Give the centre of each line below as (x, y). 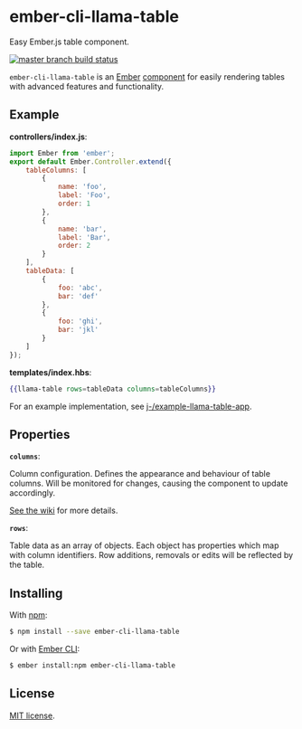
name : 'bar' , (82, 229)
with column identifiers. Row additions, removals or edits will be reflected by (151, 555)
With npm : (28, 615)
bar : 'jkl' (78, 330)
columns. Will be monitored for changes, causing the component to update (149, 483)
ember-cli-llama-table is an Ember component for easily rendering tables (147, 76)
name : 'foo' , (82, 187)
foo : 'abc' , (80, 288)
